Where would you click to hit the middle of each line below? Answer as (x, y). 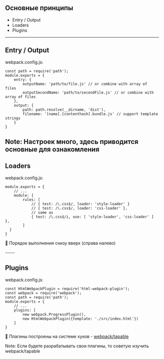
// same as (42, 213)
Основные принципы (39, 8)
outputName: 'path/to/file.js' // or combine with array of (85, 84)
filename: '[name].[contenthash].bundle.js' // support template (91, 114)
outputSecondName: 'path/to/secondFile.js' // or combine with (88, 93)
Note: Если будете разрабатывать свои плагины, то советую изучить (77, 346)
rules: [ (31, 200)
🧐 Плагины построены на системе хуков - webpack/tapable (67, 336)
